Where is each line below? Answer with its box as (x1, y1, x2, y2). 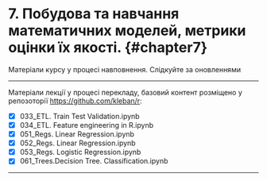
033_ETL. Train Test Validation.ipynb (19, 111, 141, 121)
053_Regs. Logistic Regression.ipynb (19, 148, 141, 157)
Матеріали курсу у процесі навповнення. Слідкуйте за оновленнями (8, 64, 241, 74)
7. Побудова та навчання (8, 5, 180, 23)
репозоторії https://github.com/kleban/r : (8, 96, 142, 106)
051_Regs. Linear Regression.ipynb (19, 129, 135, 139)
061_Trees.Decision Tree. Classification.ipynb (19, 156, 168, 166)
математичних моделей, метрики (8, 21, 246, 40)
